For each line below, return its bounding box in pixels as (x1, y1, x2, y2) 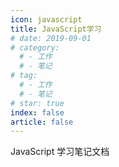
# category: (10, 42, 60, 53)
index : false (10, 107, 65, 118)
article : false (10, 117, 74, 127)
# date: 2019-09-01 (10, 33, 92, 43)
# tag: (10, 71, 38, 81)
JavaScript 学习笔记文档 (10, 146, 110, 158)
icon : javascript (10, 14, 83, 25)
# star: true (10, 98, 65, 108)
